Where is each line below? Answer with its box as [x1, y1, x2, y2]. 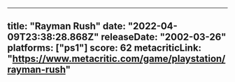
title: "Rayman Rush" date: [7, 20, 126, 32]
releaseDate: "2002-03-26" [101, 31, 227, 43]
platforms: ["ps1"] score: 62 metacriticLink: [7, 42, 201, 54]
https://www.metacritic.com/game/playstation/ [12, 53, 226, 65]
